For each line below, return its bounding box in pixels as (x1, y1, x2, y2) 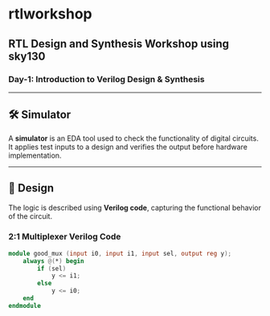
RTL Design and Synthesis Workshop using (8, 37, 230, 51)
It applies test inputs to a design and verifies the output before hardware (8, 142, 247, 151)
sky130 (8, 49, 46, 63)
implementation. (8, 150, 62, 160)
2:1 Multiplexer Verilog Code (8, 231, 121, 242)
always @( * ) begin (22, 256, 84, 265)
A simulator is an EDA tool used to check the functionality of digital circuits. (8, 133, 259, 143)
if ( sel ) (37, 265, 67, 273)
